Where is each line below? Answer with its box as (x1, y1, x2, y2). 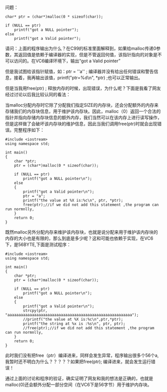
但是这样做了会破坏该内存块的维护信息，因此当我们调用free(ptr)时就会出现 (5, 121, 158, 127)
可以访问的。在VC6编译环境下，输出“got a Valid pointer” (5, 58, 121, 64)
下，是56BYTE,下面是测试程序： (5, 242, 71, 248)
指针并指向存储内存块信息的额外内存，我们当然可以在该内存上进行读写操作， (5, 115, 162, 121)
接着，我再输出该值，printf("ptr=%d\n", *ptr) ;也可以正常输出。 (13, 75, 143, 81)
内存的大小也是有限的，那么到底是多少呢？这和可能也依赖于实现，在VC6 (5, 236, 154, 241)
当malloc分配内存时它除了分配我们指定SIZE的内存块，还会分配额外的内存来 (5, 102, 159, 108)
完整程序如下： (13, 127, 45, 133)
